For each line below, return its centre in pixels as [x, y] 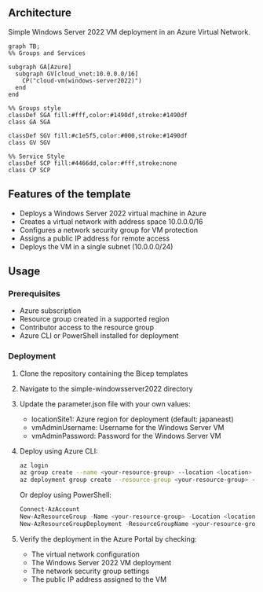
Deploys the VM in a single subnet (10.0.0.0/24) [96, 246]
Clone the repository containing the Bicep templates [104, 373]
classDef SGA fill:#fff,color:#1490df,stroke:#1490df [98, 115]
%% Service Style [37, 156]
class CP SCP [29, 170]
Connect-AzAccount [49, 509]
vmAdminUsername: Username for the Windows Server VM [128, 427]
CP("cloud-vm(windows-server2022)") [82, 81]
